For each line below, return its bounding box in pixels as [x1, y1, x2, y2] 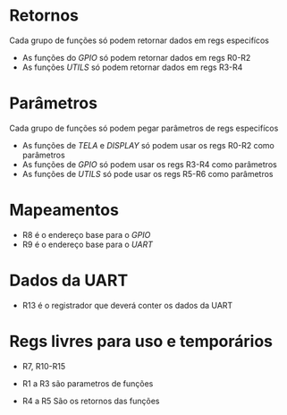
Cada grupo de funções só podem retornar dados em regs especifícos [9, 35, 270, 46]
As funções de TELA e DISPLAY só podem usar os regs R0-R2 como [21, 140, 274, 150]
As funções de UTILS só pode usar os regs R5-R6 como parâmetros [21, 168, 274, 179]
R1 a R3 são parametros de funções [21, 377, 154, 389]
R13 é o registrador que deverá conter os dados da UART [21, 300, 233, 310]
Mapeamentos [9, 200, 119, 220]
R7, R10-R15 [21, 360, 65, 371]
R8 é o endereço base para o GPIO [21, 229, 151, 240]
